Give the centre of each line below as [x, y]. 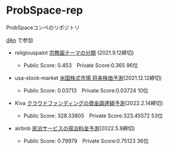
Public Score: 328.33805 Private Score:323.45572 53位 [93, 116]
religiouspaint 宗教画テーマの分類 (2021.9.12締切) [74, 52]
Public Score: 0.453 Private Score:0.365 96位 [81, 65]
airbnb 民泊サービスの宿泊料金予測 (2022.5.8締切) [75, 128]
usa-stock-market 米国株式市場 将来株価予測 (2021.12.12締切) [88, 78]
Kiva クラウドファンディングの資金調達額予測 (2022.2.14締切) [89, 103]
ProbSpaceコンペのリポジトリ [43, 27]
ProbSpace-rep [45, 10]
